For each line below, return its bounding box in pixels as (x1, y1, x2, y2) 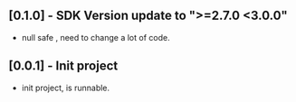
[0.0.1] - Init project (8, 59, 119, 74)
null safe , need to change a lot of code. (21, 32, 170, 42)
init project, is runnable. (21, 82, 110, 93)
